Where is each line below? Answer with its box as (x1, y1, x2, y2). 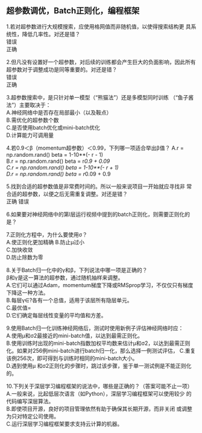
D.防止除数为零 (6, 253, 43, 261)
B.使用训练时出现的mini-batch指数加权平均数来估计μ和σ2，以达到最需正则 (6, 340, 191, 347)
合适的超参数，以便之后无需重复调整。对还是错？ (6, 190, 128, 197)
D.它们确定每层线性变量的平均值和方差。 (6, 311, 107, 318)
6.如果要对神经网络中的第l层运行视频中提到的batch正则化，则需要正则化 (6, 210, 185, 218)
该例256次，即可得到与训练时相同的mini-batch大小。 (6, 355, 138, 362)
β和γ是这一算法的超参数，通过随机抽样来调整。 (6, 274, 124, 281)
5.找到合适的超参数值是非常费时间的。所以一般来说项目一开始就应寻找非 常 (6, 183, 192, 190)
